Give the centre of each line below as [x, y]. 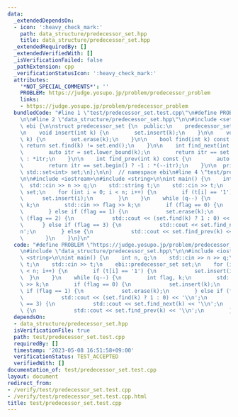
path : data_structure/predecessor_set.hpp [84, 34]
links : [30, 100]
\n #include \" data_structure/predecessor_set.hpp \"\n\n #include [117, 251]
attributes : [32, 80]
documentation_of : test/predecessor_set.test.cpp [82, 370]
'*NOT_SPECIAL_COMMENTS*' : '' [65, 87]
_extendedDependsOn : [44, 21]
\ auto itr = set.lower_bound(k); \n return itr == [119, 152]
